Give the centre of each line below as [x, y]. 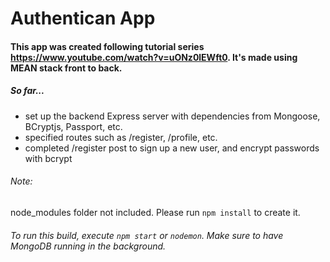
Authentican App [83, 18]
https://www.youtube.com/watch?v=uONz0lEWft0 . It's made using [154, 57]
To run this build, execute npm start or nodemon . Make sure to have [147, 235]
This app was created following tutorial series [107, 46]
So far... [27, 91]
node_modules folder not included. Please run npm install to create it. [155, 212]
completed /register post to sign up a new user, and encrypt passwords [172, 148]
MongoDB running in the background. [88, 246]
